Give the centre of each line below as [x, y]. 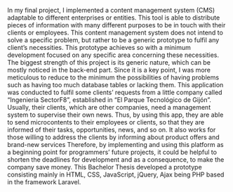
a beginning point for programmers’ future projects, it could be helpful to [112, 152]
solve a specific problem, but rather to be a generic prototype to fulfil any [113, 40]
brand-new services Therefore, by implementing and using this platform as [115, 145]
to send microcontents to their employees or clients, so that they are [106, 122]
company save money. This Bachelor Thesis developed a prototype [105, 167]
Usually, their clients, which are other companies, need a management [109, 107]
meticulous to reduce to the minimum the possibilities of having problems [113, 77]
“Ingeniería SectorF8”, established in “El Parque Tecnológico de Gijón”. [109, 100]
